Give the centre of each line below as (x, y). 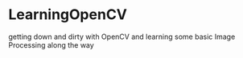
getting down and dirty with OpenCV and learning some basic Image (122, 37)
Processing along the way (51, 44)
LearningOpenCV (68, 15)
